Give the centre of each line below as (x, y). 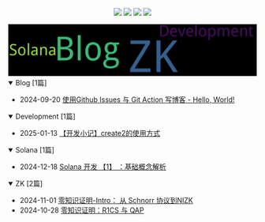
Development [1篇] (46, 116)
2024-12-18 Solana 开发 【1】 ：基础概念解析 (93, 167)
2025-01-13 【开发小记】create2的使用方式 (90, 133)
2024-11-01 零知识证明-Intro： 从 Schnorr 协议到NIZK (106, 200)
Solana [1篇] (35, 149)
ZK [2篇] (29, 183)
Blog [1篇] (31, 82)
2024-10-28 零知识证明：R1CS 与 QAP (82, 210)
